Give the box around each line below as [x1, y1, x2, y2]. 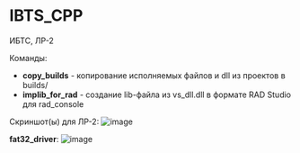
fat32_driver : [9, 133, 59, 144]
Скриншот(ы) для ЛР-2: [9, 116, 100, 127]
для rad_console [22, 98, 84, 109]
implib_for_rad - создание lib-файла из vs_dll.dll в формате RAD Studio [22, 89, 292, 100]
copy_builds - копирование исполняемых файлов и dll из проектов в [22, 69, 286, 81]
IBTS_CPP [9, 5, 84, 26]
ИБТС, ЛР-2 [9, 35, 54, 46]
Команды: [9, 52, 48, 63]
